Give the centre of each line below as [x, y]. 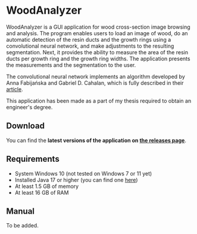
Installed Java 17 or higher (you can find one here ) [76, 180]
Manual [20, 211]
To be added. [22, 226]
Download [25, 126]
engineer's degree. [29, 107]
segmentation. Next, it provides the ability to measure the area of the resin [97, 52]
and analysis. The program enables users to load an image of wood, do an [97, 33]
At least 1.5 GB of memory [47, 186]
